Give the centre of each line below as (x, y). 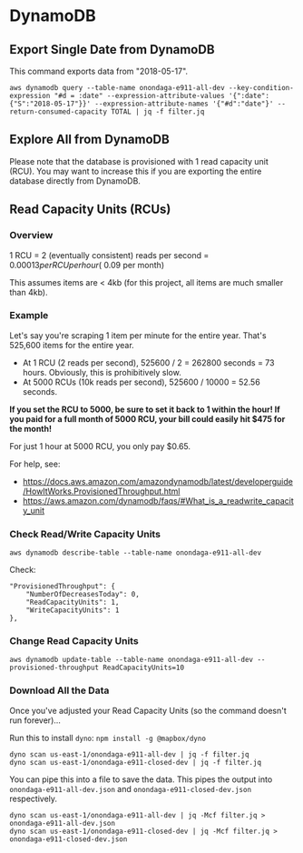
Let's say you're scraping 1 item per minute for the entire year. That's (138, 335)
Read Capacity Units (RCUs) (90, 210)
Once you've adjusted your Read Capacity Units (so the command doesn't (148, 710)
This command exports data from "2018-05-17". (99, 71)
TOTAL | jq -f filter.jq (157, 112)
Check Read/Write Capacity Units (85, 534)
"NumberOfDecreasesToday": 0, (83, 595)
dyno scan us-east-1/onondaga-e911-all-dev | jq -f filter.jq (129, 754)
